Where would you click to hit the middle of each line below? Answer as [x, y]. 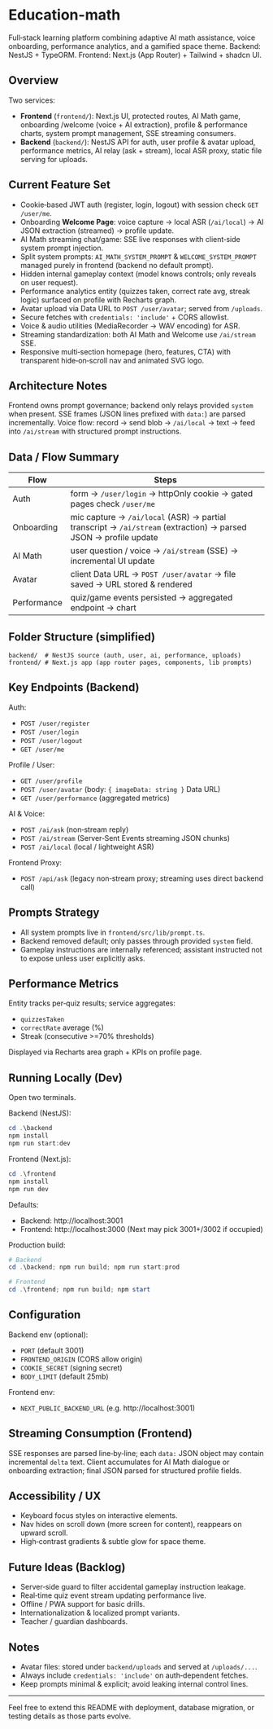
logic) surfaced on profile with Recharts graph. [98, 300]
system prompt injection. [62, 248]
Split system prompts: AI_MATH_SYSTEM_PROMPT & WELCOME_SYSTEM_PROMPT [139, 256]
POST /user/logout [51, 741]
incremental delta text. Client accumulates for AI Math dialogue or [119, 1462]
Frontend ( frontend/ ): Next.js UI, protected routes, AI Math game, [130, 116]
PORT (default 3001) [52, 1350]
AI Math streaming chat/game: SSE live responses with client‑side [130, 239]
